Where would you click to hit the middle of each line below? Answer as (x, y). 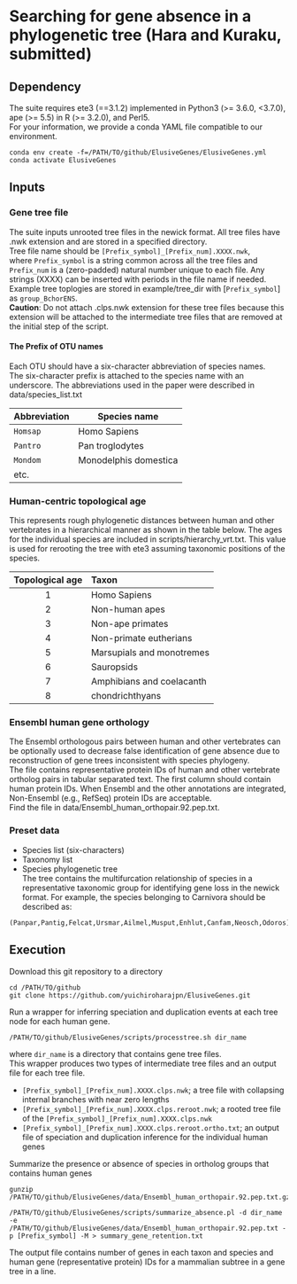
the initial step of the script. (59, 326)
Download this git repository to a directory (86, 971)
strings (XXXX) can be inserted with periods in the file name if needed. (138, 279)
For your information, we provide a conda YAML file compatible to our (136, 127)
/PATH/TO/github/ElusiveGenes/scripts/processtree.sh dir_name (128, 1037)
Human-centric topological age (78, 501)
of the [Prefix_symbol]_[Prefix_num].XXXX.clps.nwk (117, 1118)
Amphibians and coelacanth (149, 682)
